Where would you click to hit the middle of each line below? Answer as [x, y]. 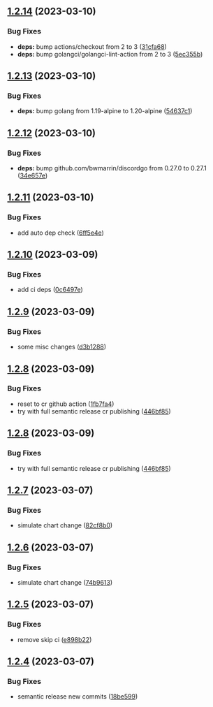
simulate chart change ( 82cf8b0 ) [65, 525]
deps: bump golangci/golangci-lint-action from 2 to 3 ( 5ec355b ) [110, 54]
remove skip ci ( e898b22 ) [54, 639]
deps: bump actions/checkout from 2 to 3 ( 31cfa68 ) [92, 46]
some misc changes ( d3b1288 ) [62, 347]
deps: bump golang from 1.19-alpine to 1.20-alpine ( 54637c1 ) [105, 111]
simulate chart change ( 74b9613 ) [65, 582]
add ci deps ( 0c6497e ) [50, 290]
